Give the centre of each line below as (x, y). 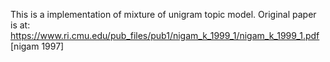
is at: (20, 25)
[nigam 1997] (37, 46)
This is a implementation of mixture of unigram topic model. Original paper (163, 14)
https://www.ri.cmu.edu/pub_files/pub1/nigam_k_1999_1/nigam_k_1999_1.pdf (165, 35)
